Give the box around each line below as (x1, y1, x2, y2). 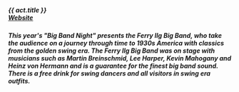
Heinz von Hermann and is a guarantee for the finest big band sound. (8, 61, 218, 70)
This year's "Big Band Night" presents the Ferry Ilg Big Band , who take (8, 31, 223, 39)
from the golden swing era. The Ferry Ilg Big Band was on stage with (8, 46, 215, 55)
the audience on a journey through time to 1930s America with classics (8, 39, 224, 47)
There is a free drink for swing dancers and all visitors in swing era (8, 68, 211, 78)
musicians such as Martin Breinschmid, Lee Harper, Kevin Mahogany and (8, 53, 232, 62)
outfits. (8, 76, 31, 85)
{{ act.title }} (8, 6, 47, 14)
